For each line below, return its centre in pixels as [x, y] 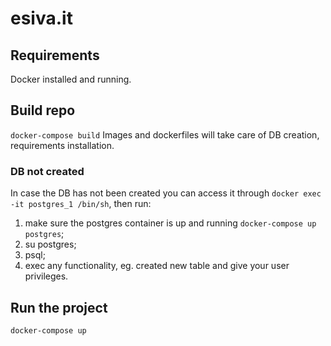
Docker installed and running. [71, 79]
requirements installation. [62, 145]
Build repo [43, 110]
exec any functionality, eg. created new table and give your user [157, 266]
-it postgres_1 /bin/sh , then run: [81, 204]
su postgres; [50, 244]
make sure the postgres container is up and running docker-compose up [170, 223]
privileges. [46, 276]
